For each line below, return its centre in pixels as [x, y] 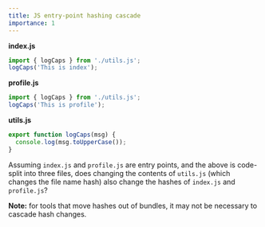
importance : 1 [32, 23]
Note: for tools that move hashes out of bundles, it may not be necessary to [133, 205]
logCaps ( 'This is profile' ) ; [57, 105]
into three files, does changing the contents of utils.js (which [127, 173]
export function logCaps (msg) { [62, 135]
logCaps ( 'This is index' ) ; [53, 68]
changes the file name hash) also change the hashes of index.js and [122, 182]
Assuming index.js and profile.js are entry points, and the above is [122, 165]
